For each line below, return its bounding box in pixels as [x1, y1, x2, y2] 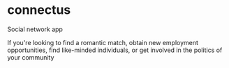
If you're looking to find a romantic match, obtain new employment [7, 38, 199, 46]
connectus [7, 2, 71, 18]
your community [7, 53, 54, 61]
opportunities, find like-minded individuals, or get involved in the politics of [7, 46, 223, 54]
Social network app [7, 25, 63, 33]
